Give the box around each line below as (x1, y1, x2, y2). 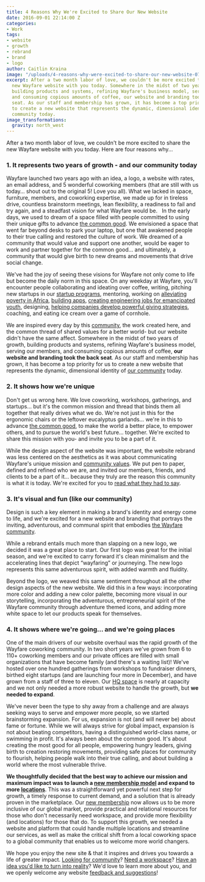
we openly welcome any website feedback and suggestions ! (6, 869, 159, 877)
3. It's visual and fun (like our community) (6, 494, 132, 503)
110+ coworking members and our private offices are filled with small (6, 652, 179, 659)
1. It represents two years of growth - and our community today (6, 161, 198, 170)
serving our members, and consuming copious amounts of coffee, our (6, 347, 183, 355)
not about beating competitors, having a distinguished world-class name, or (6, 729, 197, 736)
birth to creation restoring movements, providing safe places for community (6, 748, 196, 756)
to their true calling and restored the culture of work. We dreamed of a (6, 233, 183, 240)
